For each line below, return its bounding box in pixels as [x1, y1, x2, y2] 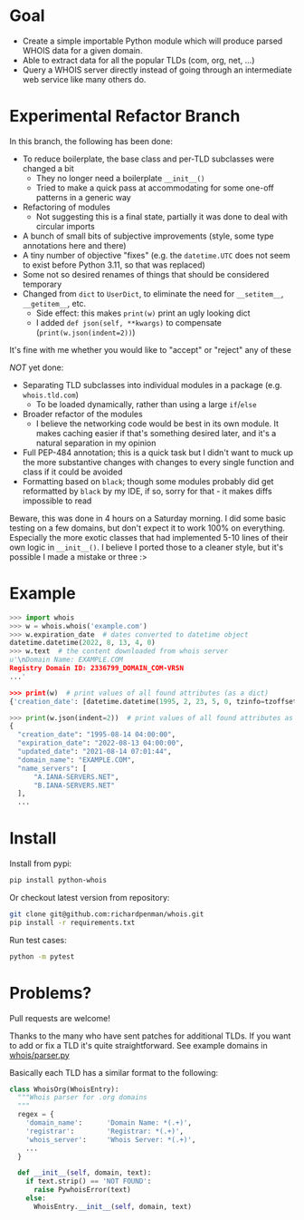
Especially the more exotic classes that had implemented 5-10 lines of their [9, 532, 289, 542]
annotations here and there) [22, 239, 127, 250]
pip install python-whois [9, 876, 107, 885]
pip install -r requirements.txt [9, 918, 136, 927]
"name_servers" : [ [17, 764, 88, 773]
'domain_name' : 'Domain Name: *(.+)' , [25, 1118, 193, 1127]
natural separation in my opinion [35, 437, 157, 448]
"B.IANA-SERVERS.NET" [33, 781, 116, 790]
